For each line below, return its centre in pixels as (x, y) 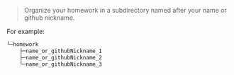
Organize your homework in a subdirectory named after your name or (126, 10)
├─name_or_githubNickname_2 (61, 57)
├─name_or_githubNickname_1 (61, 51)
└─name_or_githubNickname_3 (61, 64)
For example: (26, 31)
